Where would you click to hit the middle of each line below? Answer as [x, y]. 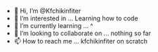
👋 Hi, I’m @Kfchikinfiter [47, 11]
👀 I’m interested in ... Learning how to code [76, 18]
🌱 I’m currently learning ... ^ [53, 26]
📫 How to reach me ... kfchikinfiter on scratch [81, 41]
